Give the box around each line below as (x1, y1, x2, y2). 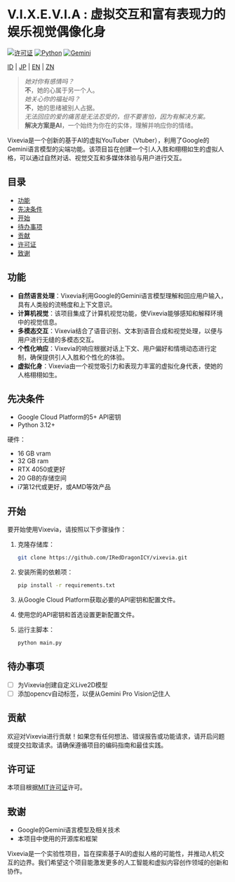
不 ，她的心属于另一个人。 (24, 86, 99, 94)
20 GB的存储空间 (17, 474, 67, 482)
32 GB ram (17, 457, 49, 465)
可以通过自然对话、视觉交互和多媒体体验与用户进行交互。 (19, 153, 186, 162)
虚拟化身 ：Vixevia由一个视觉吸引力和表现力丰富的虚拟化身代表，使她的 (17, 361, 223, 370)
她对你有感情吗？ (24, 77, 74, 85)
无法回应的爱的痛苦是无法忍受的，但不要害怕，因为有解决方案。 (24, 112, 209, 120)
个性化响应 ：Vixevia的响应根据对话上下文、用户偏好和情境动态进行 (17, 344, 211, 352)
